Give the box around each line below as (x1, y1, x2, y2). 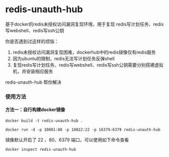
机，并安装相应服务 (12, 68, 53, 74)
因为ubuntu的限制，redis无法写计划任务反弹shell (12, 55, 115, 62)
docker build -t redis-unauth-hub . (5, 118, 83, 123)
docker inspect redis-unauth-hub (5, 147, 76, 152)
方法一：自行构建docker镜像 (5, 107, 65, 113)
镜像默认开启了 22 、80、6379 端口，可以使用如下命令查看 (5, 137, 129, 143)
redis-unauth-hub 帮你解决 (5, 79, 62, 85)
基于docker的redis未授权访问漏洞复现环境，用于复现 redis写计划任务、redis (5, 21, 164, 27)
